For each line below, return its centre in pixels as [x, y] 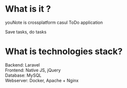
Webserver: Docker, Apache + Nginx [42, 80]
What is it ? [28, 9]
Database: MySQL [23, 75]
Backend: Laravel [22, 65]
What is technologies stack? [64, 52]
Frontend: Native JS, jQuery [33, 70]
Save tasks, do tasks [26, 32]
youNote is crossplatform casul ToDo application [54, 22]
